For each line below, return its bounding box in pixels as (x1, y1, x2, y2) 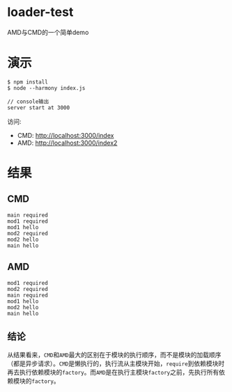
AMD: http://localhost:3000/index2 (17, 139, 118, 147)
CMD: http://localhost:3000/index (17, 131, 114, 139)
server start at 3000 (7, 104, 70, 111)
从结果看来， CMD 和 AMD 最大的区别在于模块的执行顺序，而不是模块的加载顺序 (7, 350, 222, 359)
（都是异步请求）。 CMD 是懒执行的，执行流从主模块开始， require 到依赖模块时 (7, 359, 225, 368)
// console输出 (7, 98, 49, 105)
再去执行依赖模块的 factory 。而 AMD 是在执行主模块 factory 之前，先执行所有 (7, 368, 219, 376)
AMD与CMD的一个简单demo (7, 28, 89, 36)
